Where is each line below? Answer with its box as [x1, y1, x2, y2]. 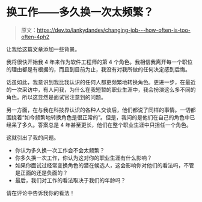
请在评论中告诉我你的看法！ [6, 189, 75, 197]
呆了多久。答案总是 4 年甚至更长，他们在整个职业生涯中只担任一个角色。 [11, 121, 192, 128]
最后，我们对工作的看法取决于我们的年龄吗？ [14, 176, 126, 183]
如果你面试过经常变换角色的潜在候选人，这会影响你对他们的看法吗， [14, 161, 184, 168]
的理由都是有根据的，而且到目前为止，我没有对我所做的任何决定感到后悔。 [6, 65, 191, 73]
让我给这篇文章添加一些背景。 [6, 46, 80, 53]
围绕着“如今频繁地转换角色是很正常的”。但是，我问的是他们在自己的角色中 [6, 113, 191, 120]
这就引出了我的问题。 [6, 134, 59, 141]
